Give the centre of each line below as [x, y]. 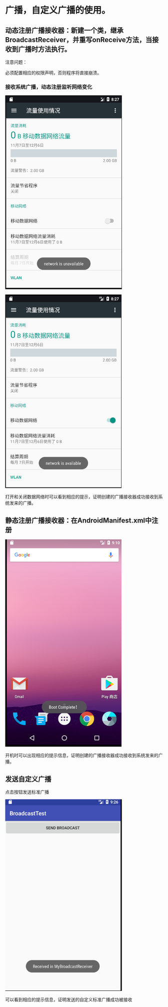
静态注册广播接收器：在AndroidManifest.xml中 [78, 520]
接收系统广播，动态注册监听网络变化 [49, 87]
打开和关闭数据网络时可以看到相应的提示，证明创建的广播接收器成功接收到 [82, 497]
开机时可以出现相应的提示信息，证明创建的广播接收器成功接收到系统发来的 [82, 756]
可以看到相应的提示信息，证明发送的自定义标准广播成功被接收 [69, 999]
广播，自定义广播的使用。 [58, 10]
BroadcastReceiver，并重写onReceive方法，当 [79, 40]
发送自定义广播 [28, 779]
